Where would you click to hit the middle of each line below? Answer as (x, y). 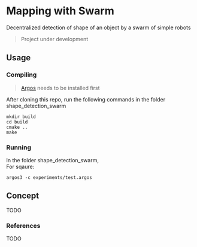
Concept (23, 196)
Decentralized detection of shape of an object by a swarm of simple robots (99, 27)
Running (19, 147)
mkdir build (21, 117)
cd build (17, 122)
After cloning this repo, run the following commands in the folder (86, 99)
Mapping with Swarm (60, 11)
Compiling (22, 75)
